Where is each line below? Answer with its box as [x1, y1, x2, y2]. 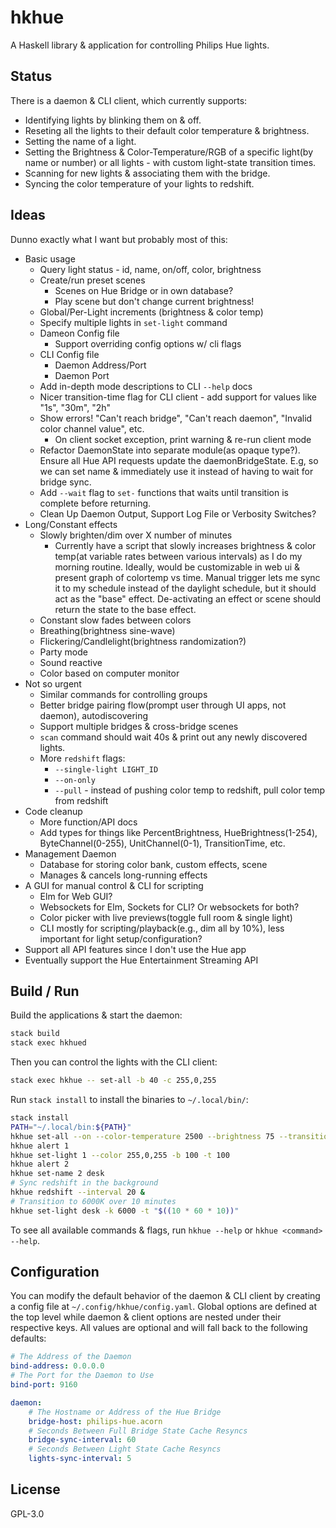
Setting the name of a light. [24, 135, 137, 147]
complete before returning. [39, 497, 152, 509]
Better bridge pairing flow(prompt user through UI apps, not [39, 699, 287, 711]
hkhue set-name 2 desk [10, 1169, 105, 1179]
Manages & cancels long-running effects [39, 869, 208, 881]
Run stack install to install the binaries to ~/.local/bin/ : [10, 1094, 249, 1105]
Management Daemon [24, 847, 117, 860]
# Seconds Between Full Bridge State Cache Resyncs [28, 1426, 248, 1436]
